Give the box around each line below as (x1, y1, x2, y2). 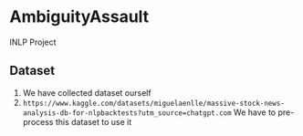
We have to (233, 107, 277, 118)
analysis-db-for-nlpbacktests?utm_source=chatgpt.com (22, 108, 232, 118)
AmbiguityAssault (9, 6, 150, 27)
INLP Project (9, 37, 57, 47)
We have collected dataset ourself (22, 87, 152, 98)
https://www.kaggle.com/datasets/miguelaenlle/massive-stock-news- (22, 99, 285, 108)
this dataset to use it (55, 116, 132, 127)
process (22, 116, 54, 127)
